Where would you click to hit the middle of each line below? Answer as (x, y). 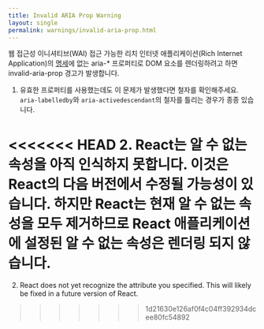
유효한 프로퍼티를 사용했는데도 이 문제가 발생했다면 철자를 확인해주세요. (129, 90)
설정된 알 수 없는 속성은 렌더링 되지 (129, 243)
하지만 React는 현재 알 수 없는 (145, 204)
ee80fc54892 (168, 317)
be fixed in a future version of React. (79, 293)
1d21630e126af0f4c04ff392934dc (201, 309)
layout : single (33, 23)
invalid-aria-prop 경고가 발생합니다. (64, 73)
